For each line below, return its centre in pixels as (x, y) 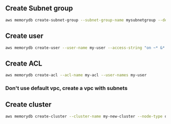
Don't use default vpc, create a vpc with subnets (66, 88)
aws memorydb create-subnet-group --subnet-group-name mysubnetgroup (81, 20)
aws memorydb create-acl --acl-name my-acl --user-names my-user (76, 75)
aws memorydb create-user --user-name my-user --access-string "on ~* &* (85, 48)
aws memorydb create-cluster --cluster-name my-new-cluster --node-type (84, 116)
